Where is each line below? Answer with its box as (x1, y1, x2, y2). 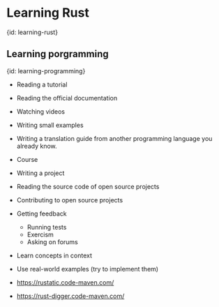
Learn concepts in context (16, 251, 92, 260)
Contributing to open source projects (16, 195, 123, 204)
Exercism (27, 230, 54, 239)
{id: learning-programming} (6, 66, 86, 75)
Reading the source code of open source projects (16, 182, 160, 190)
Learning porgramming (6, 48, 109, 60)
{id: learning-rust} (6, 28, 59, 36)
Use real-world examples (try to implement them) (16, 264, 158, 273)
